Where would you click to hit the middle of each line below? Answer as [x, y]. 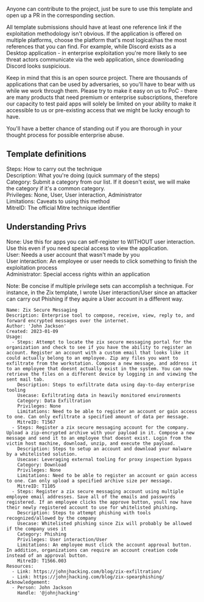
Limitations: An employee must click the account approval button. [104, 545]
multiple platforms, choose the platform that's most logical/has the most [97, 40]
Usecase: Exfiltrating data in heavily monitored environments [99, 395]
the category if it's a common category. [56, 188]
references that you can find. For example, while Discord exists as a [91, 46]
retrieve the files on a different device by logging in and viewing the [102, 374]
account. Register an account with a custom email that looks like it [98, 353]
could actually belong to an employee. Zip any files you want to [92, 358]
